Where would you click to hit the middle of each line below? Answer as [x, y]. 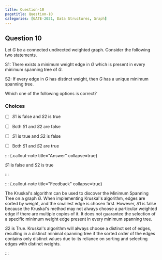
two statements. [21, 55]
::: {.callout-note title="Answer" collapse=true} [51, 155]
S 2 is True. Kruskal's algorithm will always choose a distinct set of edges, [78, 228]
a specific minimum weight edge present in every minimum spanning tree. [79, 219]
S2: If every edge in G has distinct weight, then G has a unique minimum [77, 79]
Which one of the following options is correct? [51, 94]
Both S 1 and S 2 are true [36, 146]
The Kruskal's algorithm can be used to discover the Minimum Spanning [77, 193]
